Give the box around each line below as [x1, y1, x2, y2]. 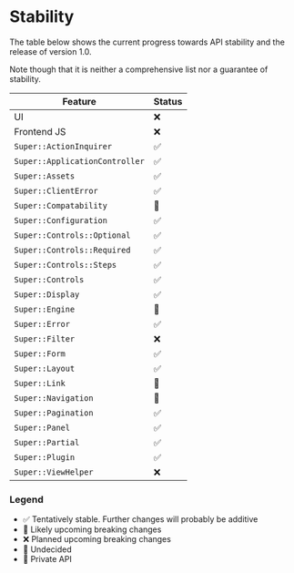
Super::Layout [14, 363, 76, 373]
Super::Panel [14, 422, 71, 433]
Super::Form [14, 348, 66, 359]
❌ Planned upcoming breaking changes [22, 534, 171, 545]
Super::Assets [14, 170, 76, 181]
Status [153, 95, 183, 107]
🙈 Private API [22, 554, 73, 565]
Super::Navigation [14, 393, 94, 403]
